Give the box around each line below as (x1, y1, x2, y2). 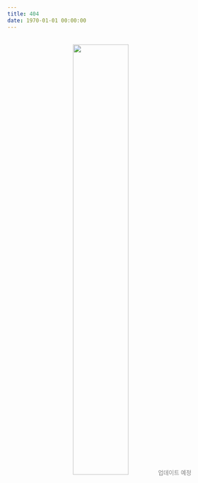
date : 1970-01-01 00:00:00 (7, 17, 87, 24)
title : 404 (7, 10, 39, 18)
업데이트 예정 (158, 468, 192, 477)
